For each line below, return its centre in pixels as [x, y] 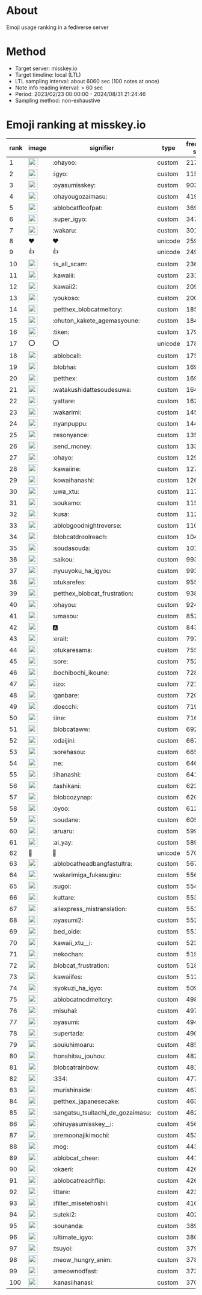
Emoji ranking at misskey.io [76, 125]
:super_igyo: [69, 219]
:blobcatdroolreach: [80, 537]
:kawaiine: [66, 468]
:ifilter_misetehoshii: [81, 1203]
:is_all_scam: [70, 264]
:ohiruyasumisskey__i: [83, 1124]
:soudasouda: [71, 548]
